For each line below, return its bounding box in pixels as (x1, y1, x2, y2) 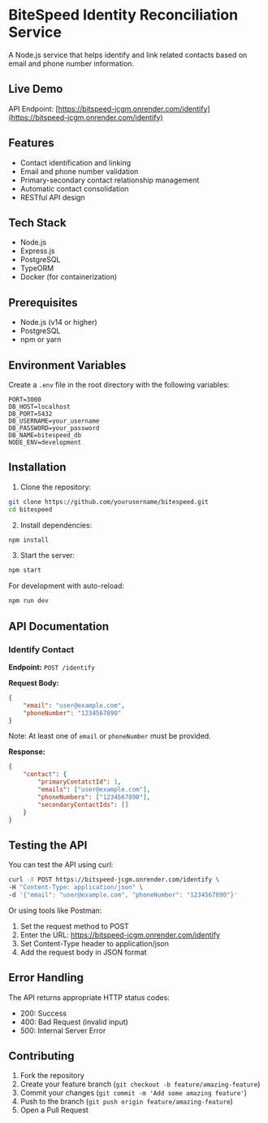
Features (8, 136, 54, 150)
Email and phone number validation (19, 166, 139, 176)
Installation (8, 460, 67, 474)
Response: (8, 747, 46, 757)
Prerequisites (8, 296, 78, 309)
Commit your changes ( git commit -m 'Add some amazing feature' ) (19, 1088, 248, 1098)
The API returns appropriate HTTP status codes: (8, 992, 171, 1002)
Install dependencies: (19, 520, 93, 530)
